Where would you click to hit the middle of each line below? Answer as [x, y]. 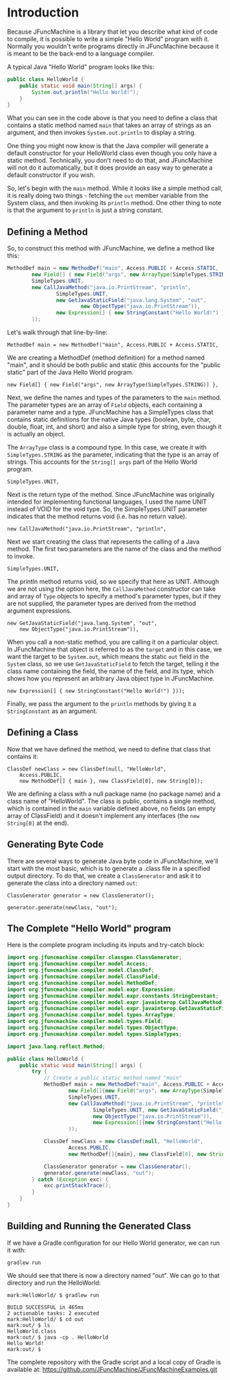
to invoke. [21, 556]
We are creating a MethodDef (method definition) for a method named [106, 358]
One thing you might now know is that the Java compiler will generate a [108, 146]
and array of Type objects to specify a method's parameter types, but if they [114, 596]
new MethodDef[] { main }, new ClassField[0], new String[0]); [112, 781]
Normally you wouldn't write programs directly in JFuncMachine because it [113, 46]
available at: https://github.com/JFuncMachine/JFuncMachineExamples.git [112, 1369]
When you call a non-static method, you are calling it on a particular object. [113, 642]
